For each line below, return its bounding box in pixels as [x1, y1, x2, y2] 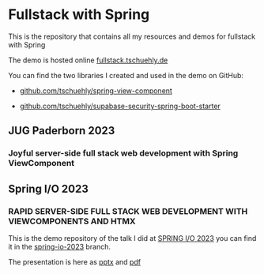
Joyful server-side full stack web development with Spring [8, 148, 239, 159]
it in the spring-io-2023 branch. [8, 242, 111, 251]
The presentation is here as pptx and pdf [8, 257, 141, 266]
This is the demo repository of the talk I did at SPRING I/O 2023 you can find [8, 233, 257, 242]
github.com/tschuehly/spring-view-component [19, 85, 172, 96]
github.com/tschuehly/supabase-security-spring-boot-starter [19, 101, 221, 111]
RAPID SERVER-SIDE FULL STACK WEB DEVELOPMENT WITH [8, 205, 248, 216]
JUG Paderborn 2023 [8, 124, 115, 137]
